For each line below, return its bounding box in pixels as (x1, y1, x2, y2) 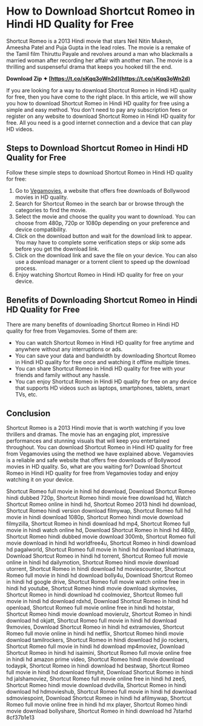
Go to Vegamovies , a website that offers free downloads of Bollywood (15, 187, 190, 194)
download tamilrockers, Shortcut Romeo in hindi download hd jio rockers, (6, 637, 189, 644)
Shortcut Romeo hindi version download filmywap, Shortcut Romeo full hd (6, 507, 191, 514)
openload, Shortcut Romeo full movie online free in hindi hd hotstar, (6, 604, 175, 612)
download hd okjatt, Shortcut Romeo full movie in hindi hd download (6, 617, 177, 624)
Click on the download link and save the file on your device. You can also (15, 251, 198, 259)
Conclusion (6, 408, 51, 418)
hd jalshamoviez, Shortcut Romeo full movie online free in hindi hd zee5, (6, 675, 187, 682)
